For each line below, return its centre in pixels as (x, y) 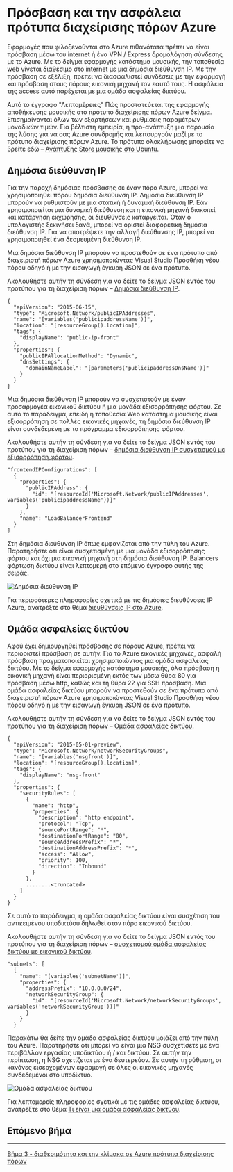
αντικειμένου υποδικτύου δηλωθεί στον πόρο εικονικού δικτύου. (100, 923)
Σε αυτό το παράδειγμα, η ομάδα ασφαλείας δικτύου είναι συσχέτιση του (114, 915)
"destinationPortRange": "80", (83, 836)
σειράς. (18, 573)
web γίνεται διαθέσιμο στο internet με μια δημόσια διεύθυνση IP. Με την (112, 69)
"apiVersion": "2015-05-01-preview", (68, 744)
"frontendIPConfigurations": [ (52, 470)
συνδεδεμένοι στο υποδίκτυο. (50, 1075)
